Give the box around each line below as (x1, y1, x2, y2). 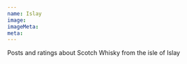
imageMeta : (7, 23, 39, 30)
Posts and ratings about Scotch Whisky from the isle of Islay (7, 49, 180, 57)
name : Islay (7, 10, 42, 17)
